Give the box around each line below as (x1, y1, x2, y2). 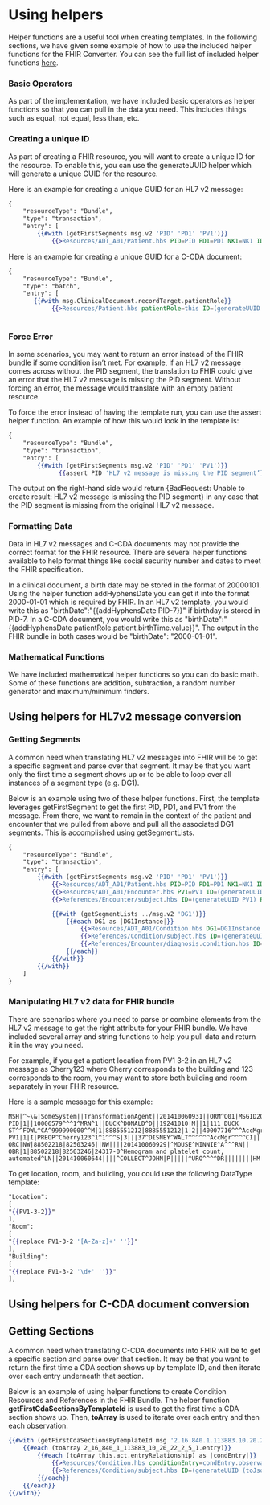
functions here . (8, 58, 59, 67)
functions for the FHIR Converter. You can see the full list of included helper (8, 49, 259, 59)
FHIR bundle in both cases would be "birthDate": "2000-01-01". (8, 631, 218, 640)
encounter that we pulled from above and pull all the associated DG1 (8, 819, 235, 828)
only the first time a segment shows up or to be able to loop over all (8, 769, 231, 779)
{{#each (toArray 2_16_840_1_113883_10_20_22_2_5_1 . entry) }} (22, 1444, 231, 1452)
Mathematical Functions (8, 651, 105, 662)
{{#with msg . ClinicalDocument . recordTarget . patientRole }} (33, 297, 231, 305)
